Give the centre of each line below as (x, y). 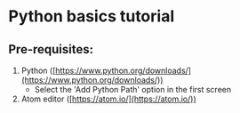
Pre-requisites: (51, 49)
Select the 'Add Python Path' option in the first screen (133, 89)
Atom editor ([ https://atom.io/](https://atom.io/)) (108, 99)
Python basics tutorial (92, 16)
